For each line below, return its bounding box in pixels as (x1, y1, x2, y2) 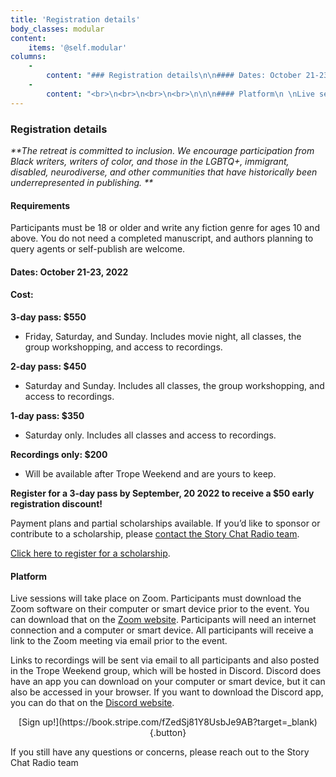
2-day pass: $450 (10, 360, 87, 372)
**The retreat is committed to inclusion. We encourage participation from (10, 144, 315, 156)
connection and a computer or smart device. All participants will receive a (10, 624, 314, 636)
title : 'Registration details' (10, 14, 141, 25)
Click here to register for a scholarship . (10, 547, 171, 559)
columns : (10, 52, 47, 62)
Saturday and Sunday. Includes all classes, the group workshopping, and (24, 379, 325, 391)
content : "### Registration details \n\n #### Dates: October (46, 71, 302, 81)
